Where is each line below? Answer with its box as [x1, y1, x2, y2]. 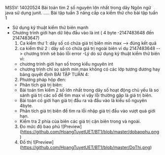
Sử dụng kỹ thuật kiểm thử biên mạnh [12, 25, 89, 30]
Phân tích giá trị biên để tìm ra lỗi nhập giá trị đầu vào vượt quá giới [19, 108, 156, 114]
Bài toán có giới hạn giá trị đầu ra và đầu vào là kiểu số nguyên [19, 98, 147, 103]
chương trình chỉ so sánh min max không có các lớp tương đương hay [19, 66, 161, 72]
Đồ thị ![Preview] [19, 139, 54, 145]
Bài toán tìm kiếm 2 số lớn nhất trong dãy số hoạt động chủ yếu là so [19, 87, 159, 93]
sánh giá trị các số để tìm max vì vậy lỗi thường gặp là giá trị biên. [19, 92, 153, 98]
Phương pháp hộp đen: [19, 77, 66, 82]
